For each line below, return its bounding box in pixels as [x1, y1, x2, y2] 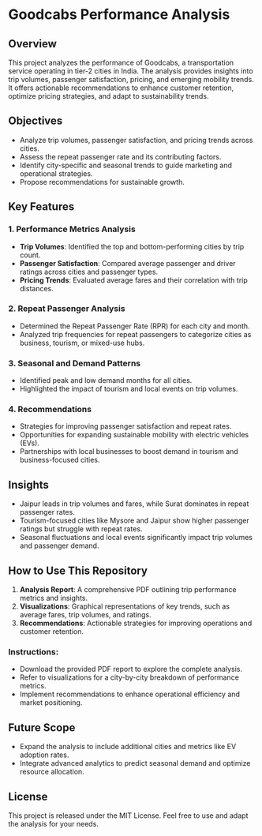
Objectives [8, 114, 63, 128]
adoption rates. [19, 750, 69, 759]
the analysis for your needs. [8, 819, 99, 828]
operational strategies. [19, 168, 93, 178]
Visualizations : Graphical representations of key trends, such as [19, 602, 230, 611]
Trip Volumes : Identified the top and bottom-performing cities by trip [19, 242, 245, 251]
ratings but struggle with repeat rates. [19, 524, 143, 534]
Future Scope [8, 721, 76, 734]
